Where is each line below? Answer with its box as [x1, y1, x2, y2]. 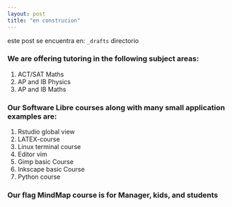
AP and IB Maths [17, 85, 66, 93]
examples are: [7, 111, 57, 121]
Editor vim [17, 150, 47, 159]
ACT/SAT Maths [17, 70, 64, 78]
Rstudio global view [17, 128, 76, 136]
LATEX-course [17, 135, 60, 143]
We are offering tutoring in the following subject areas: [7, 54, 199, 64]
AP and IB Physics [17, 77, 71, 85]
